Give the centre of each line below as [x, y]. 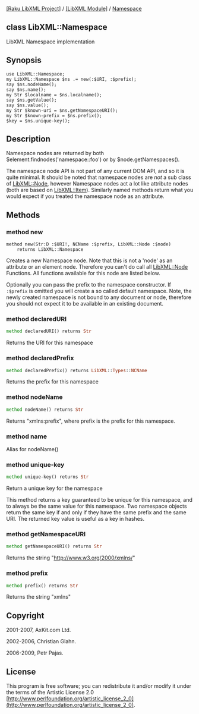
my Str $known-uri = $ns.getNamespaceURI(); [62, 110]
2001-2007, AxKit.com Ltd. [39, 630]
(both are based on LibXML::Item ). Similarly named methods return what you [100, 190]
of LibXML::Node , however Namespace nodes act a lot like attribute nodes [97, 184]
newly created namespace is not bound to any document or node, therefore [99, 297]
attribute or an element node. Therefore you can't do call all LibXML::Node [97, 267]
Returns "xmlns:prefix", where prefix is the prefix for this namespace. [91, 421]
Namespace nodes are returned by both [55, 153]
